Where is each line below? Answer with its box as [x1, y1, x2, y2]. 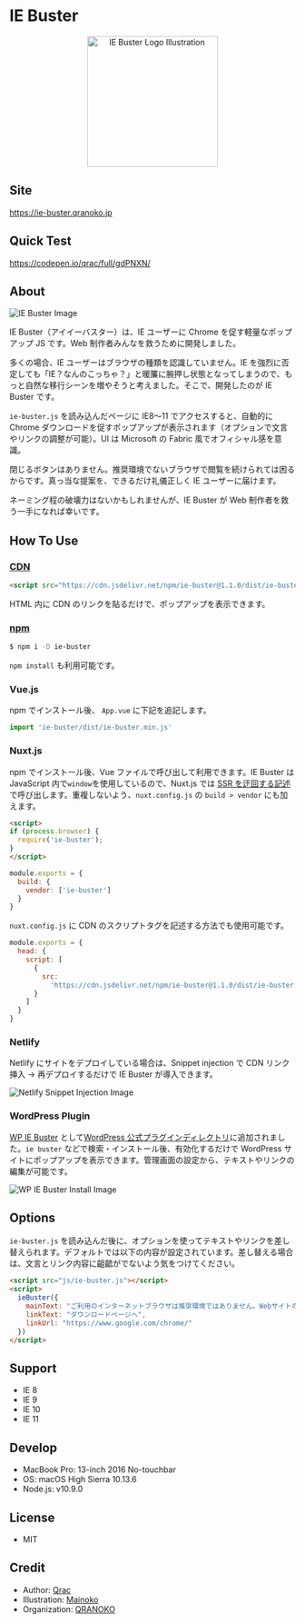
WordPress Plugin [9, 1110, 91, 1122]
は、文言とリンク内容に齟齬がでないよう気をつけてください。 [9, 1258, 241, 1269]
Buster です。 [9, 392, 60, 403]
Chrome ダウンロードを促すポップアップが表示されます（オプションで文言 [9, 422, 289, 433]
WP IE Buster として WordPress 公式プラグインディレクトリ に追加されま [9, 1131, 278, 1142]
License [9, 1509, 55, 1525]
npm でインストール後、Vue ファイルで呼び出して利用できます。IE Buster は [9, 766, 295, 777]
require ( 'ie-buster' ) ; [17, 835, 103, 845]
